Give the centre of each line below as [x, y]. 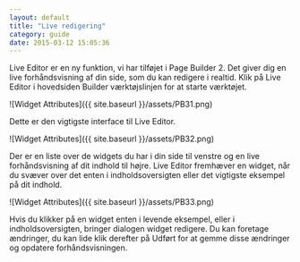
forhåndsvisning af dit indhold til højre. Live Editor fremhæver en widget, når [150, 165]
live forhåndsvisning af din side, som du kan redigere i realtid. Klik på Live [145, 78]
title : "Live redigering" [57, 26]
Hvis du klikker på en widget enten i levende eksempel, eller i [122, 219]
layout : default [39, 17]
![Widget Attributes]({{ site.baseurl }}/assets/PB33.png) [112, 202]
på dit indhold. [36, 185]
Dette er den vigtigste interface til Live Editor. [93, 122]
